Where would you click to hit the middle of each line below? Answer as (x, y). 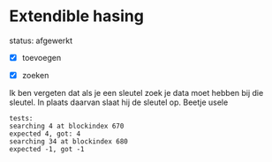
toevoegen (42, 57)
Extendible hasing (76, 16)
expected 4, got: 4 (45, 134)
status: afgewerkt (41, 40)
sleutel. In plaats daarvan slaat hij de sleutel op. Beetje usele (119, 102)
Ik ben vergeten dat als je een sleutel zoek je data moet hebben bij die (136, 93)
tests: (21, 119)
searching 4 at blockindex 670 (67, 126)
